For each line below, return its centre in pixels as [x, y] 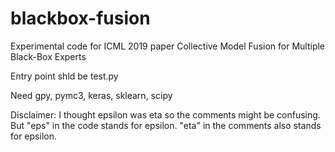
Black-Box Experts [48, 56]
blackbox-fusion [80, 18]
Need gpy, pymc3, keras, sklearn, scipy [91, 95]
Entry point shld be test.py [64, 76]
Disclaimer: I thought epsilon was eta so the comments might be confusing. [165, 114]
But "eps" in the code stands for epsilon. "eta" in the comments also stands [166, 125]
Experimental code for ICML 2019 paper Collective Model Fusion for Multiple [168, 46]
